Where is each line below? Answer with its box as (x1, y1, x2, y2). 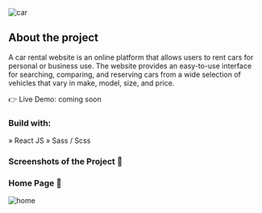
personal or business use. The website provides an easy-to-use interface (8, 61, 252, 70)
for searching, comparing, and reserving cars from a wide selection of (8, 69, 242, 79)
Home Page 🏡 (8, 177, 62, 189)
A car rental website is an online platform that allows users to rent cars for (8, 52, 254, 62)
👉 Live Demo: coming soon (8, 94, 102, 104)
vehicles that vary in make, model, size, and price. (8, 77, 175, 88)
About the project (8, 31, 99, 44)
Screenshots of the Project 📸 (8, 156, 123, 167)
